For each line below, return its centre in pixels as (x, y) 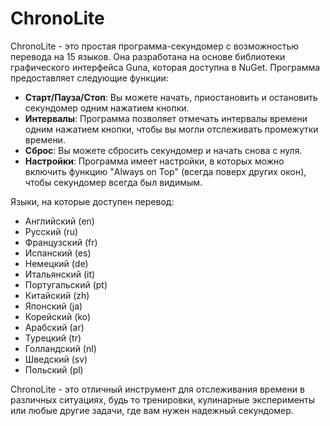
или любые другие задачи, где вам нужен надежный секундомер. (152, 410)
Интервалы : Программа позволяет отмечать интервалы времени (166, 118)
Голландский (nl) (60, 348)
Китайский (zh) (57, 295)
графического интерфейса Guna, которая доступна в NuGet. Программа (165, 67)
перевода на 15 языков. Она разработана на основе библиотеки (148, 56)
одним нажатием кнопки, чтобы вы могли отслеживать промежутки (171, 129)
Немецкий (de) (56, 263)
